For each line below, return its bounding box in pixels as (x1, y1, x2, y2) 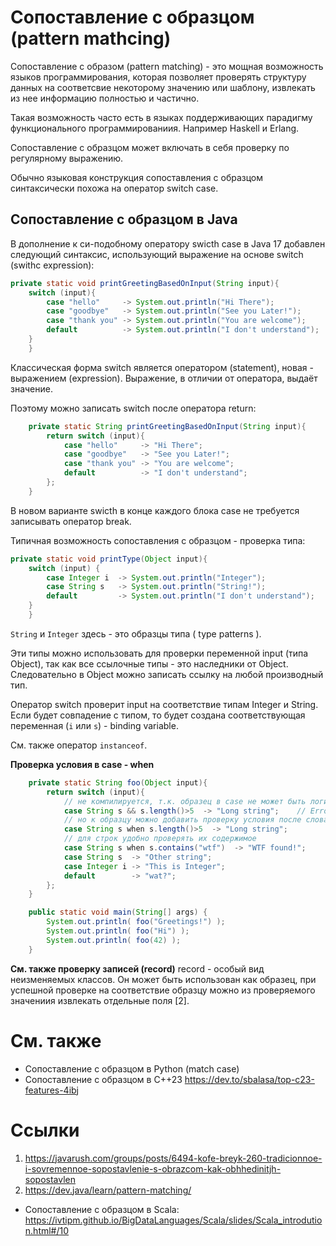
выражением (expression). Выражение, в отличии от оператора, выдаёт (10, 372, 318, 384)
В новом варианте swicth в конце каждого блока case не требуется (10, 504, 300, 516)
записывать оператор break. (10, 515, 132, 527)
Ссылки (10, 1119, 80, 1141)
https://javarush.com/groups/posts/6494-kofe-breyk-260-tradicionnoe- (24, 1152, 323, 1164)
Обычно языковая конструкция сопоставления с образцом (10, 171, 264, 183)
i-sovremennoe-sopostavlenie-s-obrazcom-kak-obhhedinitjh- (24, 1162, 282, 1175)
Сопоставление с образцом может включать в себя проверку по (10, 141, 290, 153)
